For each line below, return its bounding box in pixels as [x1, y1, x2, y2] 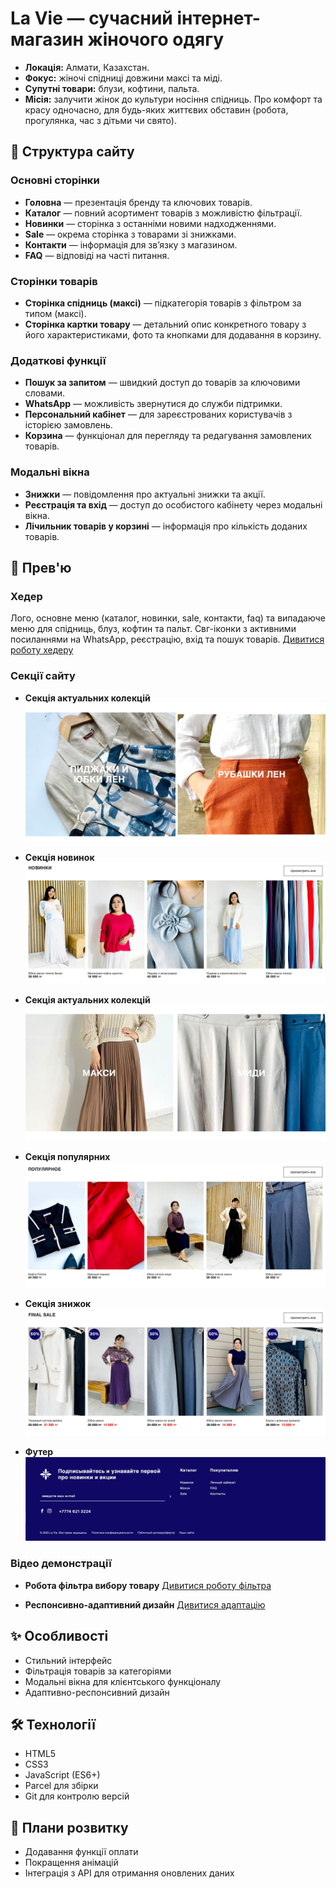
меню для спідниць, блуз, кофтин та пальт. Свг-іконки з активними [10, 623, 297, 635]
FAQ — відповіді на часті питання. [24, 249, 170, 261]
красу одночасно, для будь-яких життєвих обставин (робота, [24, 103, 289, 116]
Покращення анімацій [24, 1857, 119, 1869]
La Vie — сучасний [10, 7, 173, 30]
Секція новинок [24, 851, 95, 863]
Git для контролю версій [24, 1790, 130, 1802]
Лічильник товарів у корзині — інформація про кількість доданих [24, 520, 308, 532]
